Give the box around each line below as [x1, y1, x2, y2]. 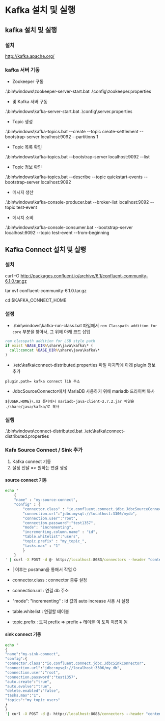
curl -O [5, 272, 20, 279]
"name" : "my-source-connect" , [14, 497, 78, 502]
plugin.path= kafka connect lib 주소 [5, 379, 80, 384]
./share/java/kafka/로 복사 [5, 404, 59, 409]
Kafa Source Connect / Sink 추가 [5, 446, 83, 453]
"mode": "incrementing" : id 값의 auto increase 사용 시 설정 [12, 598, 130, 604]
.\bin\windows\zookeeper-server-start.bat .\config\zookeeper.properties [5, 88, 151, 94]
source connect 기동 [5, 477, 47, 483]
